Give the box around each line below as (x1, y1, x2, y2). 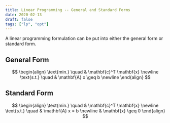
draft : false (5, 17, 33, 22)
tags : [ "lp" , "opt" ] (5, 21, 49, 27)
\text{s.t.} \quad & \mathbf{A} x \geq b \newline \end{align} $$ (20, 74, 151, 80)
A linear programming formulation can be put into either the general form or (5, 35, 163, 42)
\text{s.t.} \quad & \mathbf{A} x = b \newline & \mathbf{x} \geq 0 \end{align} (5, 107, 165, 114)
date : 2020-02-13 (5, 12, 42, 17)
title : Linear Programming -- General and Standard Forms (5, 7, 130, 13)
